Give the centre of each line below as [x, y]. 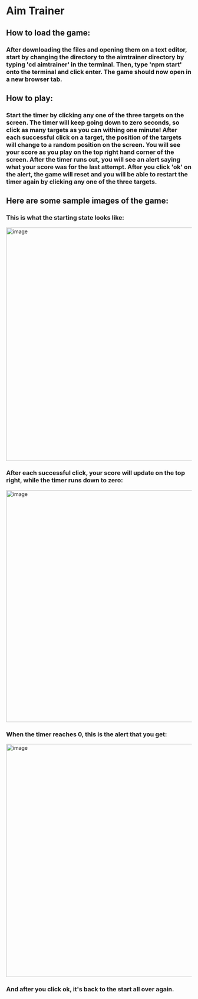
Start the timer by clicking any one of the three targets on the [95, 115]
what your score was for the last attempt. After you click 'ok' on [99, 167]
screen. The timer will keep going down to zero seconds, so [93, 123]
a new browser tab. [34, 79]
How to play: [29, 98]
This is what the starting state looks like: [65, 218]
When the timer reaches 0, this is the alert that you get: [87, 734]
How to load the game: [48, 33]
